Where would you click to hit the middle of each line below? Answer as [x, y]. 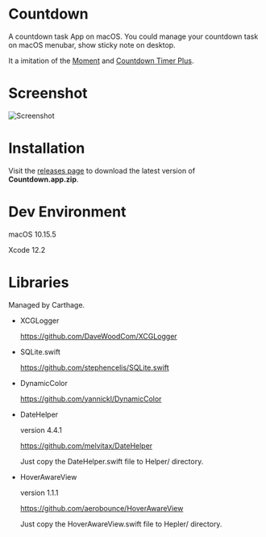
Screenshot [48, 93]
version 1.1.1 [39, 493]
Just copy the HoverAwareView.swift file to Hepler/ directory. [121, 524]
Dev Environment [67, 212]
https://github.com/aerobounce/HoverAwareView [102, 508]
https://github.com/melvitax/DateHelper [86, 446]
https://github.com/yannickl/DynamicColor [91, 399]
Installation [47, 148]
